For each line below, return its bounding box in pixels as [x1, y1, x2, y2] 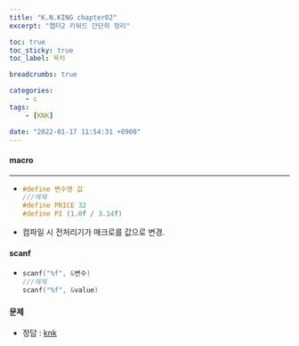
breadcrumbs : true [9, 70, 77, 79]
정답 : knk [21, 327, 58, 339]
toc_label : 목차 [9, 54, 66, 63]
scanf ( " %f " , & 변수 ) [21, 269, 92, 278]
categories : [9, 86, 53, 95]
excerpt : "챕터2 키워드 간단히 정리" [9, 21, 131, 30]
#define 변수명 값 [21, 185, 83, 194]
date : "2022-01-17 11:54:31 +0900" [9, 127, 141, 136]
